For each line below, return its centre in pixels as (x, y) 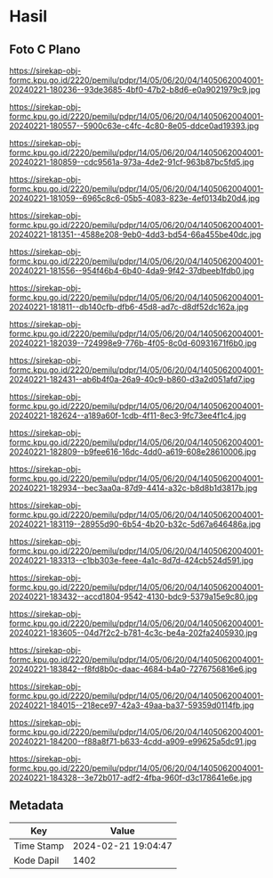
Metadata (36, 805)
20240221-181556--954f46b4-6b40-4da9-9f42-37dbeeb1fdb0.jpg (132, 271)
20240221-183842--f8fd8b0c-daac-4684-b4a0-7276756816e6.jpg (133, 669)
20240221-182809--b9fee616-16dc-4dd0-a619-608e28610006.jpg (132, 451)
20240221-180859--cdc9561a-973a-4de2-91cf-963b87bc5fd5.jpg (132, 162)
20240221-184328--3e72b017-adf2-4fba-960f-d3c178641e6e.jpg (131, 778)
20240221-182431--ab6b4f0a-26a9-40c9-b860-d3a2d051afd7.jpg (132, 379)
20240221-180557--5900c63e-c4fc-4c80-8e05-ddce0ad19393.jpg (134, 126)
